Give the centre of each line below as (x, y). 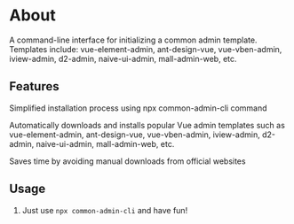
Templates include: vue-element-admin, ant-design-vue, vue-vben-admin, (146, 49)
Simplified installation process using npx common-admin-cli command (139, 108)
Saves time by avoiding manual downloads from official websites (127, 161)
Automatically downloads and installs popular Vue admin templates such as (147, 125)
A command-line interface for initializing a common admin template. (133, 40)
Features (34, 86)
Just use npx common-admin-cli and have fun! (105, 210)
